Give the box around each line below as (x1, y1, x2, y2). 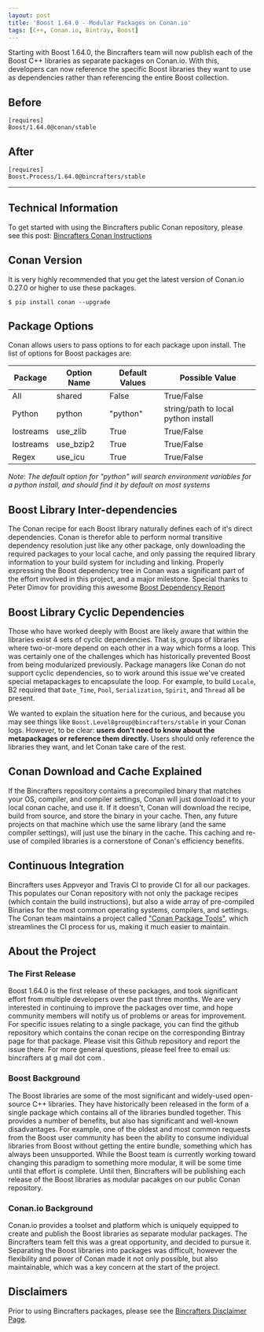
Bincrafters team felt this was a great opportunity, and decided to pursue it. (8, 1237, 251, 1246)
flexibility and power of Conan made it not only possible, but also (8, 1254, 218, 1263)
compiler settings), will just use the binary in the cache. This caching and (8, 828, 245, 837)
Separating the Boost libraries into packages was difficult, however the (8, 1245, 237, 1255)
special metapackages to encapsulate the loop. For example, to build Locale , (8, 677, 256, 686)
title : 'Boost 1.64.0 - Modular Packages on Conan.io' (8, 19, 192, 27)
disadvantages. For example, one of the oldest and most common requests (8, 1124, 251, 1133)
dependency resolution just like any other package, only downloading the (8, 541, 246, 550)
